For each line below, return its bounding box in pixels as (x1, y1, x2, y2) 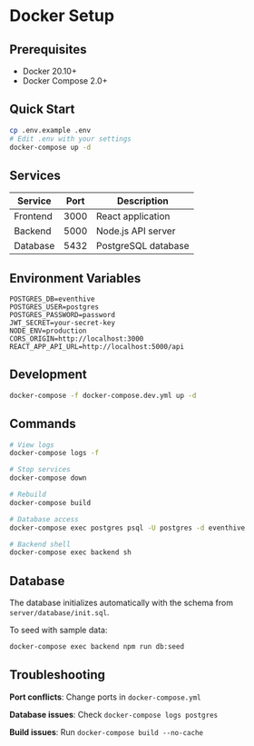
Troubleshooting (9, 667, 106, 682)
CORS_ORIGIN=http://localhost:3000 (9, 334, 144, 343)
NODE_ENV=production (9, 326, 88, 336)
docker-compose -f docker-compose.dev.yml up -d (9, 391, 197, 400)
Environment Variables (9, 270, 142, 286)
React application (96, 210, 171, 223)
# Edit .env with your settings (9, 134, 132, 144)
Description (116, 194, 170, 207)
